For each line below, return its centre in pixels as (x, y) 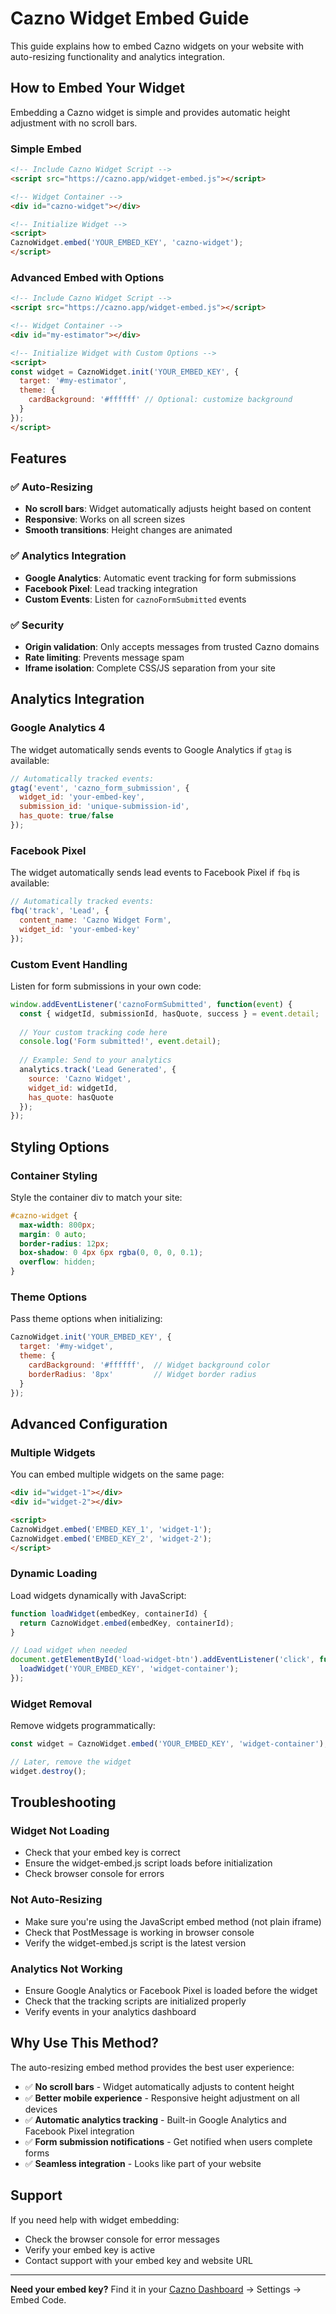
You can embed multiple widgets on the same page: (117, 1474)
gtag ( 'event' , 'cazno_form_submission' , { (100, 788)
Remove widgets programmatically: (83, 1726)
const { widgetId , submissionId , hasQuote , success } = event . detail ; (169, 1013)
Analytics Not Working (66, 1969)
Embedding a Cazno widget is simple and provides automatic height (150, 112)
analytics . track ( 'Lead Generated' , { (98, 1070)
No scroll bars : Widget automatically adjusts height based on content (168, 509)
